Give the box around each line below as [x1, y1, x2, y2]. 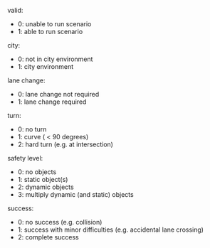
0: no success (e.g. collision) [17, 218, 103, 226]
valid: [7, 6, 23, 14]
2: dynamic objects [17, 183, 74, 191]
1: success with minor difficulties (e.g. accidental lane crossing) [17, 225, 204, 234]
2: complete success [17, 233, 80, 241]
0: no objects [17, 168, 57, 176]
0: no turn [17, 125, 47, 134]
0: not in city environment [17, 55, 93, 63]
